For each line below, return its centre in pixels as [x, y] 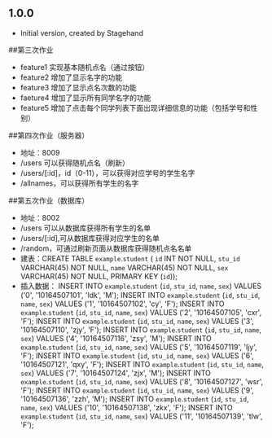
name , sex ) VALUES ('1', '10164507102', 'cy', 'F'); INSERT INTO [122, 304]
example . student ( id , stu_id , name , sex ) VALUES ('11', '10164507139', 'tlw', [141, 416]
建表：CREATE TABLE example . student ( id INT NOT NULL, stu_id [130, 258]
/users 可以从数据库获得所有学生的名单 [86, 228]
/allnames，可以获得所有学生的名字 [79, 183]
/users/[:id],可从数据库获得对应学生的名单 [90, 238]
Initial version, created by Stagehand [82, 33]
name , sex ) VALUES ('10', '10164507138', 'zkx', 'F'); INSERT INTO [127, 407]
